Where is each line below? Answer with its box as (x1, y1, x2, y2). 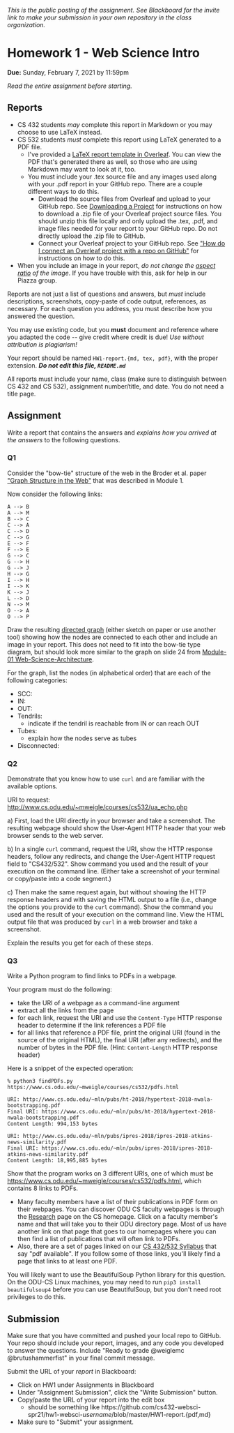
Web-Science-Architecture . (15, 655, 94, 663)
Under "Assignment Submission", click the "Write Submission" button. (17, 1388, 218, 1397)
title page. (7, 389, 36, 398)
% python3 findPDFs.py (7, 1078, 73, 1085)
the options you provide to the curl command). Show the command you (7, 903, 214, 911)
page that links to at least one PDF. (17, 1257, 118, 1266)
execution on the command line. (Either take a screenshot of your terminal (7, 867, 220, 876)
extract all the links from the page (17, 1006, 114, 1014)
